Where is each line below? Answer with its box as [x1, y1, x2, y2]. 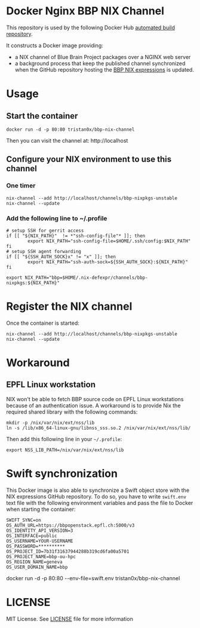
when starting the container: [6, 506, 76, 513]
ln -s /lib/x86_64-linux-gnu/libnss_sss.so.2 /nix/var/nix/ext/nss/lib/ [6, 425, 191, 431]
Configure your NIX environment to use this [6, 154, 172, 165]
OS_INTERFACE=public [6, 532, 58, 538]
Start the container [6, 110, 78, 121]
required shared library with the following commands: [6, 408, 138, 415]
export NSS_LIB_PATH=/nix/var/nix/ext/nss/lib [6, 447, 124, 453]
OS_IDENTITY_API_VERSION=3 [6, 527, 73, 534]
